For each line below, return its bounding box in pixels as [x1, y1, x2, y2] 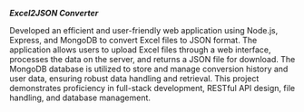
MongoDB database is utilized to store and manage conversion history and [9, 63, 289, 74]
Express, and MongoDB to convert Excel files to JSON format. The [9, 35, 258, 45]
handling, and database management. [9, 92, 152, 103]
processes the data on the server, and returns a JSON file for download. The [9, 54, 296, 64]
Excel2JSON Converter [9, 8, 99, 18]
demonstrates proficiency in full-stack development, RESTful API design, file [9, 83, 296, 93]
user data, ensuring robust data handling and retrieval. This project [9, 73, 260, 84]
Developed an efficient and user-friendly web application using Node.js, [9, 25, 279, 35]
